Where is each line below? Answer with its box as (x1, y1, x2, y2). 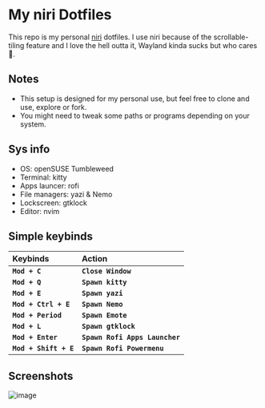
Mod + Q (12, 278, 42, 287)
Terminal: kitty (19, 172, 67, 182)
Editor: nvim (19, 206, 60, 216)
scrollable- (213, 32, 249, 42)
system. (19, 119, 46, 129)
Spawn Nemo (81, 300, 123, 309)
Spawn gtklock (81, 322, 136, 331)
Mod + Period (12, 311, 62, 320)
